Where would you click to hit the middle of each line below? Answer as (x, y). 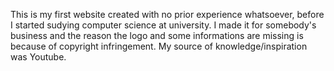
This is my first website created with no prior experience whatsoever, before (167, 14)
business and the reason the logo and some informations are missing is (157, 35)
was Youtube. (38, 57)
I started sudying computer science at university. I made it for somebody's (163, 25)
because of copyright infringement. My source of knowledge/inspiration (159, 46)
